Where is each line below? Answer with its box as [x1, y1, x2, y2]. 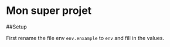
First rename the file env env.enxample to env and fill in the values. [6, 34, 165, 41]
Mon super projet [6, 4, 92, 17]
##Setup [6, 23, 28, 30]
